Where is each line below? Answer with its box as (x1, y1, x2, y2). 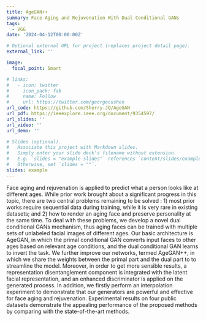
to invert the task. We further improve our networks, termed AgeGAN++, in (6, 249, 195, 256)
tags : (6, 20, 20, 26)
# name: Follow (6, 93, 56, 100)
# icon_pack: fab (6, 88, 62, 94)
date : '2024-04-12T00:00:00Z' (6, 32, 84, 38)
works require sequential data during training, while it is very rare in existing (6, 203, 198, 211)
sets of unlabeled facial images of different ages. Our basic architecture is (6, 229, 193, 236)
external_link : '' (6, 48, 53, 55)
